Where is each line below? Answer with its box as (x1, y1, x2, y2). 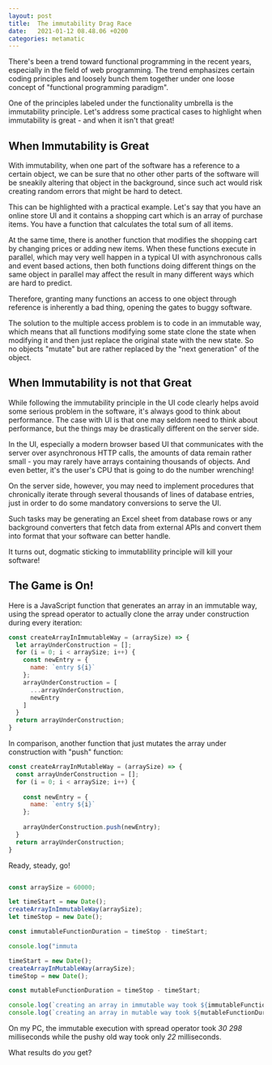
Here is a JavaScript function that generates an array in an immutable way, (8, 600, 257, 610)
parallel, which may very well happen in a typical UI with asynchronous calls (8, 252, 262, 262)
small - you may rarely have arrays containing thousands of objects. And (8, 456, 251, 466)
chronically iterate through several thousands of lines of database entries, (8, 489, 255, 499)
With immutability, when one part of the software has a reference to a (8, 161, 240, 170)
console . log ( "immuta (8, 942, 79, 950)
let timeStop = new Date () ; (8, 913, 104, 921)
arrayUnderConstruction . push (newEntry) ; (23, 823, 161, 831)
